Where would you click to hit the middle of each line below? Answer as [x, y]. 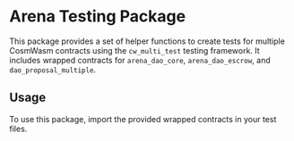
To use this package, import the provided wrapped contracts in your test [143, 119]
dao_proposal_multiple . [53, 70]
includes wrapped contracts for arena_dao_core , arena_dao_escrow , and [140, 60]
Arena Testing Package [98, 17]
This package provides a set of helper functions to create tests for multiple [147, 41]
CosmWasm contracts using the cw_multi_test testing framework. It [134, 50]
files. [18, 129]
